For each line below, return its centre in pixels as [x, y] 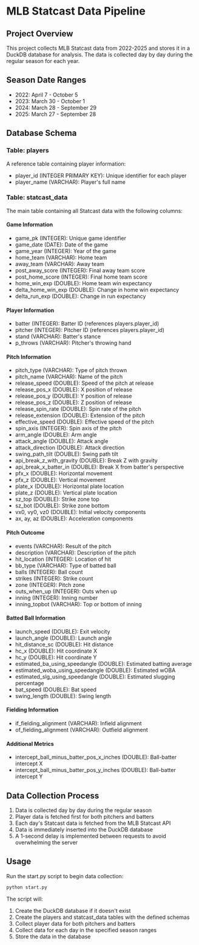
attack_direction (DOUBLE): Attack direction [70, 448]
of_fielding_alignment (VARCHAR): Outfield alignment [82, 730]
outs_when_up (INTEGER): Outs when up [66, 591]
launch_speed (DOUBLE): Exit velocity [62, 631]
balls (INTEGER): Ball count [49, 572]
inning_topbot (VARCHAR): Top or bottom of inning [78, 604]
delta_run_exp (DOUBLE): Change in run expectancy [80, 296]
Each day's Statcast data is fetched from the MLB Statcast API [93, 823]
